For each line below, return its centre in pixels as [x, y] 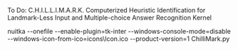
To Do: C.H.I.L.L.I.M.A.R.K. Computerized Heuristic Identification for [107, 10]
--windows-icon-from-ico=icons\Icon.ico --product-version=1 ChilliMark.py [119, 39]
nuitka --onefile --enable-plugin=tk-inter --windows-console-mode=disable [119, 31]
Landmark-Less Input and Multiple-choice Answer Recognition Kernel [110, 18]
